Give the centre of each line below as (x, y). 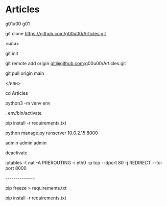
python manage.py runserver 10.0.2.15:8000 (52, 133)
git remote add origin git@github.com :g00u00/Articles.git (66, 63)
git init (12, 53)
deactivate (16, 153)
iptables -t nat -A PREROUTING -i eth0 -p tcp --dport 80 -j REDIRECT (78, 162)
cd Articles (17, 93)
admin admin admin (26, 142)
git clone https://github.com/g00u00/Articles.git (56, 33)
